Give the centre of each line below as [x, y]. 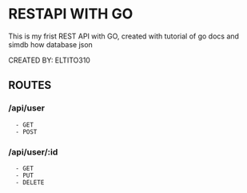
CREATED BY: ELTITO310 [49, 60]
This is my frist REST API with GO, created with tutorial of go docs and [124, 36]
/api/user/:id [33, 151]
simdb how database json [51, 44]
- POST [26, 132]
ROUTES [30, 85]
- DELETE [30, 182]
